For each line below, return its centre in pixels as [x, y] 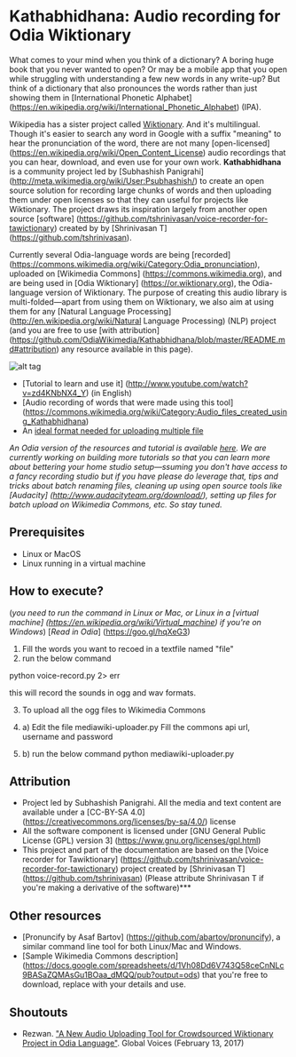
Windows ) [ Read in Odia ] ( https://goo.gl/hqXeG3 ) [100, 632]
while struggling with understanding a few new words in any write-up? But [145, 78]
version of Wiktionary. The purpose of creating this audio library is [166, 292]
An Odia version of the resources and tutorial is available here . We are [138, 448]
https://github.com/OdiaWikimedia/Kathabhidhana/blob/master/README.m [149, 339]
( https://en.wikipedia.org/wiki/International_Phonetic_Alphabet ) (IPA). [135, 107]
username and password [67, 736]
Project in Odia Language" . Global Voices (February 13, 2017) [133, 1043]
